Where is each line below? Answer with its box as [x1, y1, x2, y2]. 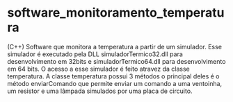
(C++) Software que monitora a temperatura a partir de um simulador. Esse [7, 42, 223, 51]
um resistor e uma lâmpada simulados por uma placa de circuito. [7, 87, 193, 95]
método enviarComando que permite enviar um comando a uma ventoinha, [7, 79, 223, 87]
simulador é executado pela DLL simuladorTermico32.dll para [7, 50, 183, 58]
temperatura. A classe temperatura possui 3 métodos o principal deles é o [7, 71, 220, 80]
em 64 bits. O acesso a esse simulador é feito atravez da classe [7, 65, 190, 73]
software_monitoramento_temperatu [7, 5, 225, 21]
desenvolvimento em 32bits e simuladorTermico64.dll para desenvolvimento [7, 57, 226, 65]
